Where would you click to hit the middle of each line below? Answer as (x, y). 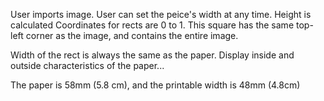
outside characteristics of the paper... (87, 65)
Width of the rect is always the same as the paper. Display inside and (152, 55)
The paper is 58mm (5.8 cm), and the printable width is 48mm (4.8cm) (155, 85)
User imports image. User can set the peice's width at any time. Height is (161, 14)
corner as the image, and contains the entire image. (132, 35)
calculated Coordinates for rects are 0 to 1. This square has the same (152, 25)
